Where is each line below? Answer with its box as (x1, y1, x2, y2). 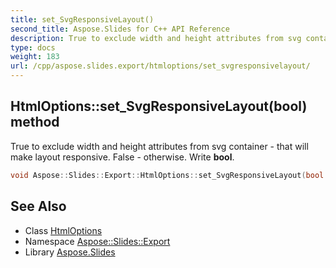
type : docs (10, 42, 56, 53)
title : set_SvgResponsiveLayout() (10, 14, 155, 25)
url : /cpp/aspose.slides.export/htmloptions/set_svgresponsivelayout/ (10, 61, 311, 71)
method (10, 114, 60, 131)
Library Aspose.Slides (24, 246, 116, 258)
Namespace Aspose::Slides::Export (24, 235, 171, 247)
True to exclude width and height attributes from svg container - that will (10, 140, 309, 152)
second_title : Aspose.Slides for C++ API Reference (10, 24, 230, 34)
